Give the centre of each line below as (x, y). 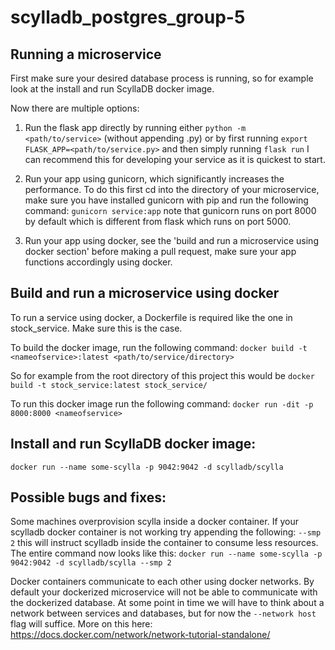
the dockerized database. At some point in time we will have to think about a (167, 603)
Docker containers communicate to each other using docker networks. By (162, 582)
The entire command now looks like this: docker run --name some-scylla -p (166, 553)
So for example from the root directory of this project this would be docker (162, 375)
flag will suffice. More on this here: (81, 624)
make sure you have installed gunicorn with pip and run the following (166, 200)
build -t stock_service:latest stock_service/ (109, 385)
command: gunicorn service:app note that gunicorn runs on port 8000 (170, 210)
